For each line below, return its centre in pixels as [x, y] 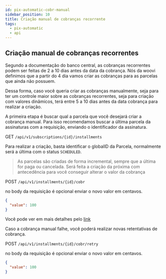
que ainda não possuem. [30, 81]
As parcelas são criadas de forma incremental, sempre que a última [86, 161]
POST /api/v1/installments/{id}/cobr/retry [52, 244]
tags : [11, 24]
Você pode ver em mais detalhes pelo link [48, 219]
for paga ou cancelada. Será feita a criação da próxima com [79, 166]
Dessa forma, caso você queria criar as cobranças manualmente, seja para [82, 91]
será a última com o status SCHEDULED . [43, 151]
